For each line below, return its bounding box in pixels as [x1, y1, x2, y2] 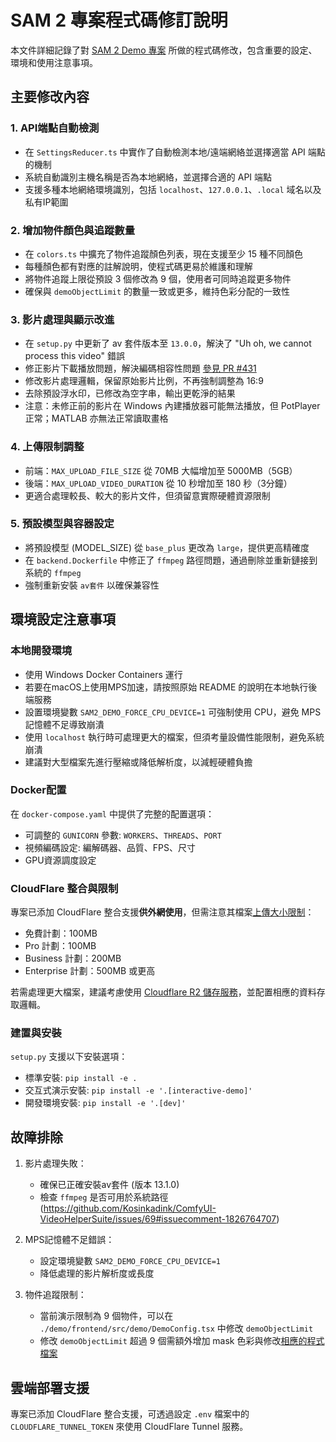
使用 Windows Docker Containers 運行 [24, 668, 183, 680]
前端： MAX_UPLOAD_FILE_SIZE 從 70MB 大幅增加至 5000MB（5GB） [24, 464, 298, 476]
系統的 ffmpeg [24, 566, 82, 578]
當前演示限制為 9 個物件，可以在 [39, 1310, 174, 1322]
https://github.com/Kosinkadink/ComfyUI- [43, 1202, 217, 1215]
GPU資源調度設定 [24, 854, 97, 866]
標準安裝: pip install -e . [24, 1072, 138, 1084]
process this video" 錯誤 [24, 350, 125, 362]
